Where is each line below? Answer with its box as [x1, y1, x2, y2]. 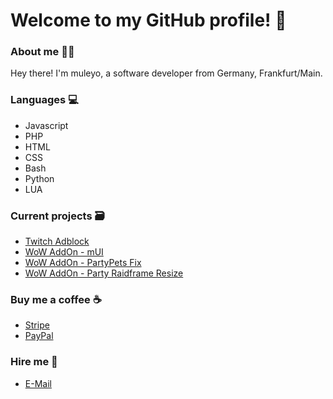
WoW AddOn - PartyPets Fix [24, 257, 142, 269]
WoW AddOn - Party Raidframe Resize [24, 267, 184, 279]
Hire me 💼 [10, 355, 58, 369]
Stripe [24, 319, 50, 331]
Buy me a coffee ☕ [10, 293, 102, 306]
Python [24, 172, 55, 184]
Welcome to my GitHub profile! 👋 [10, 9, 287, 32]
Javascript [24, 119, 69, 131]
